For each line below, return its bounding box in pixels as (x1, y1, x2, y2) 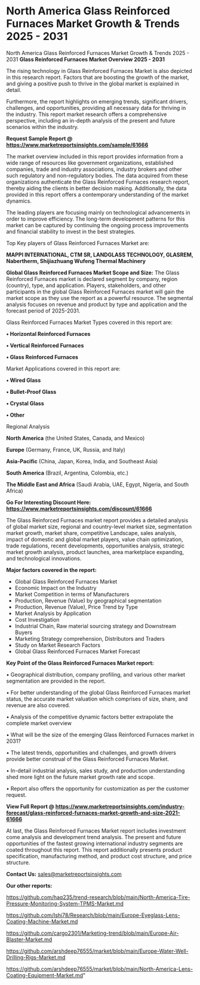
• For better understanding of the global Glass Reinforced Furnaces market (6, 689, 191, 696)
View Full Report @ (6, 803, 55, 810)
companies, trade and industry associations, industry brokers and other (6, 166, 182, 173)
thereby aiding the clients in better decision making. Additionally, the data (6, 184, 187, 192)
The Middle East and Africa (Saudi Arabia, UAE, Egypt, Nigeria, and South (6, 481, 189, 488)
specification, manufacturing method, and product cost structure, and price (6, 852, 192, 859)
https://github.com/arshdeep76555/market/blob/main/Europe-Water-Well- (6, 947, 189, 955)
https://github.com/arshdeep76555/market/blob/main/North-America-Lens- (6, 965, 193, 972)
